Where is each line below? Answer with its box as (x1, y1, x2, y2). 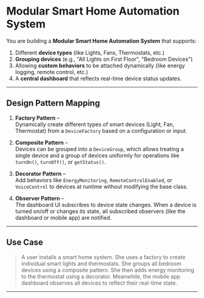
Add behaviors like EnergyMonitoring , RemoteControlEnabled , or (15, 176, 173, 183)
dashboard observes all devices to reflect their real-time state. (21, 279, 178, 286)
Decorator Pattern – (15, 170, 66, 177)
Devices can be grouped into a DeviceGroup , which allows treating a (15, 145, 184, 152)
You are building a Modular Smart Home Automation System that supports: (6, 37, 197, 44)
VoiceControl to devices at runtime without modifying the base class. (15, 183, 188, 190)
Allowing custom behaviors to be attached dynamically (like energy (15, 62, 185, 69)
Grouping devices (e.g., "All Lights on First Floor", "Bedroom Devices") (15, 55, 193, 63)
